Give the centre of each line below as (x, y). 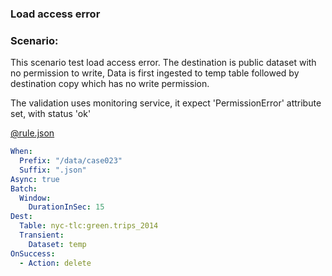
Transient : (42, 235)
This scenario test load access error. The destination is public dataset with (163, 63)
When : (21, 152)
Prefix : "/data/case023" (71, 161)
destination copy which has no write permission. (110, 84)
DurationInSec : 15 (66, 207)
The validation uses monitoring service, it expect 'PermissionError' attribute (166, 103)
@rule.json (32, 133)
